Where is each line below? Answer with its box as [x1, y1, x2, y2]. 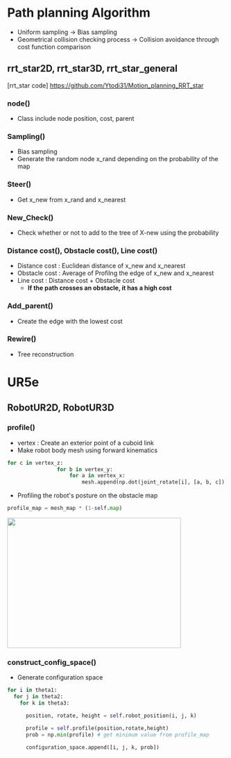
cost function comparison [17, 42, 92, 51]
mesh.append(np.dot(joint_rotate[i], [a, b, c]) [81, 479, 225, 486]
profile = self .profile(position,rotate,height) [25, 725, 169, 732]
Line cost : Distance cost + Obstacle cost [17, 277, 135, 285]
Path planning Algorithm [7, 5, 151, 21]
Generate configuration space [17, 673, 103, 682]
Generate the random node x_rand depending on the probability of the [17, 155, 219, 163]
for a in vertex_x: [69, 472, 126, 479]
